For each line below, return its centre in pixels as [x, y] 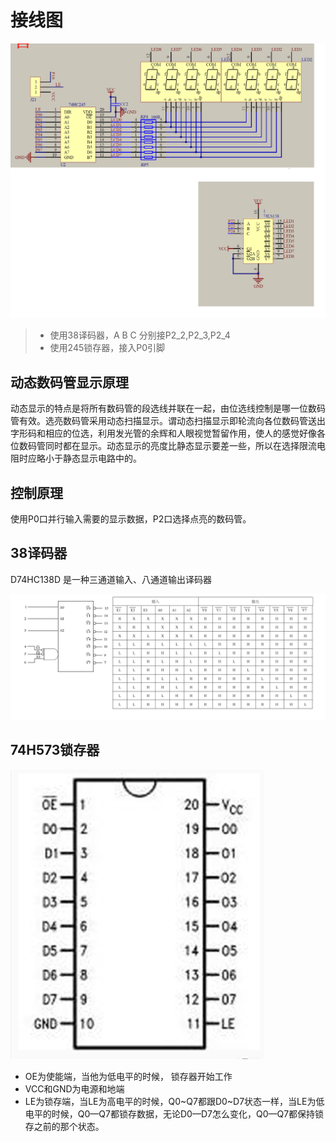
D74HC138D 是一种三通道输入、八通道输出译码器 [111, 579]
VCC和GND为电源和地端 [74, 1088]
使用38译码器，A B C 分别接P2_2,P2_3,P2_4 [140, 335]
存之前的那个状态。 [64, 1126]
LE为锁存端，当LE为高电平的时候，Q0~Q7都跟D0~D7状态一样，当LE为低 [174, 1101]
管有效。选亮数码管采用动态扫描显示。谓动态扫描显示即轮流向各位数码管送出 [168, 421]
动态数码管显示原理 [69, 382]
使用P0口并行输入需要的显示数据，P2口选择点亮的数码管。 [131, 519]
